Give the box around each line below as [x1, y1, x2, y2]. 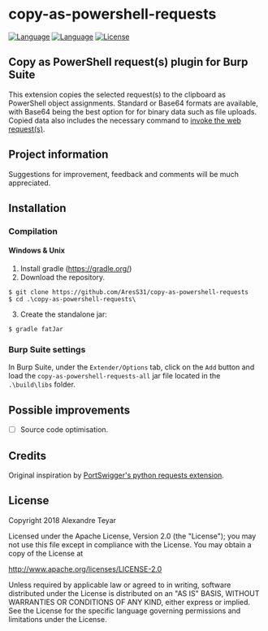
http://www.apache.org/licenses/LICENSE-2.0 [8, 564, 162, 573]
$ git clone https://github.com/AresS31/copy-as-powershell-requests [8, 288, 249, 296]
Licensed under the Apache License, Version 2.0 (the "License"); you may [8, 531, 257, 541]
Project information [8, 148, 109, 162]
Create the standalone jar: [19, 309, 108, 319]
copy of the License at [8, 548, 84, 558]
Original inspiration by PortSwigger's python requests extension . [8, 470, 225, 480]
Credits [8, 448, 47, 463]
